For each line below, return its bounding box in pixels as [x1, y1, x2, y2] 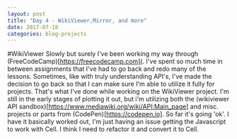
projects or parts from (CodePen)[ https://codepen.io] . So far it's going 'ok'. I [7, 110, 229, 118]
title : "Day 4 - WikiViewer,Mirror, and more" [7, 17, 147, 24]
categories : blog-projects [7, 30, 87, 38]
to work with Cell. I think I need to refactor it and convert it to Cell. [7, 125, 200, 133]
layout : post [7, 10, 46, 18]
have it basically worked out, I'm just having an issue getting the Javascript [7, 118, 226, 126]
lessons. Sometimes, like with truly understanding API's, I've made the [7, 72, 212, 81]
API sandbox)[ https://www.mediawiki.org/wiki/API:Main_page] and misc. [7, 102, 219, 111]
